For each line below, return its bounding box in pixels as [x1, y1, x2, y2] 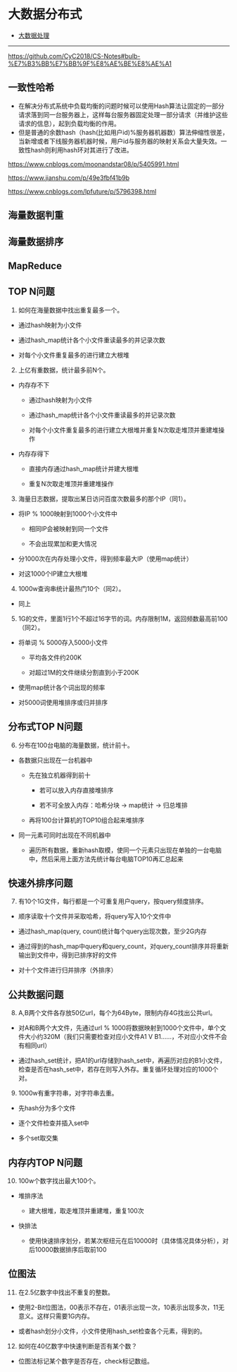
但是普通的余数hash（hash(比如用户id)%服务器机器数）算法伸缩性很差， [18, 128, 229, 136]
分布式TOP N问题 [8, 721, 83, 733]
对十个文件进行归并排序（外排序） [18, 966, 117, 974]
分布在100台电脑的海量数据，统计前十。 [18, 741, 134, 749]
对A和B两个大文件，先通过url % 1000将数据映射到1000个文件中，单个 [18, 1024, 220, 1032]
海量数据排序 [8, 236, 64, 248]
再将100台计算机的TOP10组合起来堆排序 [28, 815, 145, 824]
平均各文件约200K [28, 653, 82, 662]
